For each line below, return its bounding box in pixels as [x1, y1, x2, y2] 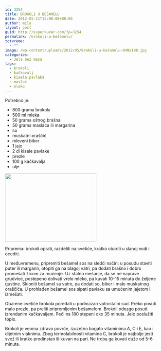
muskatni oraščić [12, 132, 47, 139]
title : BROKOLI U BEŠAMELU [5, 12, 60, 17]
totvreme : [5, 39, 25, 44]
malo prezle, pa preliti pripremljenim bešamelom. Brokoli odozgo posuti [5, 306, 147, 312]
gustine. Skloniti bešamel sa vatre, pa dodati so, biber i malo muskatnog [5, 281, 149, 287]
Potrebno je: [5, 97, 30, 103]
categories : [5, 52, 29, 57]
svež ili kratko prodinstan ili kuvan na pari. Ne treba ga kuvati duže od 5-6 [5, 336, 153, 342]
